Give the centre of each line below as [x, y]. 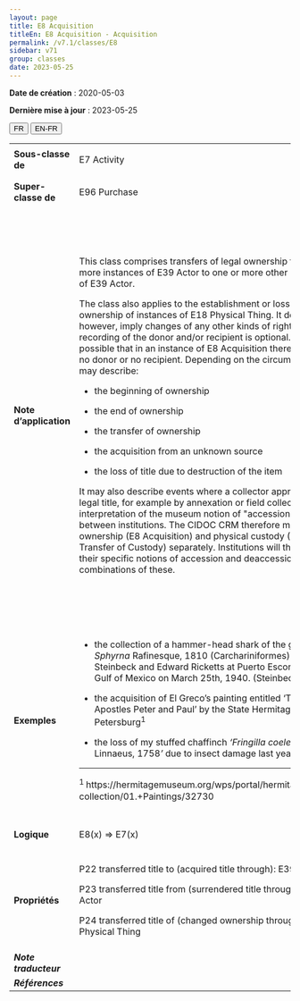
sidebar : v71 [33, 51]
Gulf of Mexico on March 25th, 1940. [172, 677]
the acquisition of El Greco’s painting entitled [187, 698]
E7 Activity [102, 159]
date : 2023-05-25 [42, 68]
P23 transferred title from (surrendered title [170, 888]
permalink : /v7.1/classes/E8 [63, 42]
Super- [30, 186]
